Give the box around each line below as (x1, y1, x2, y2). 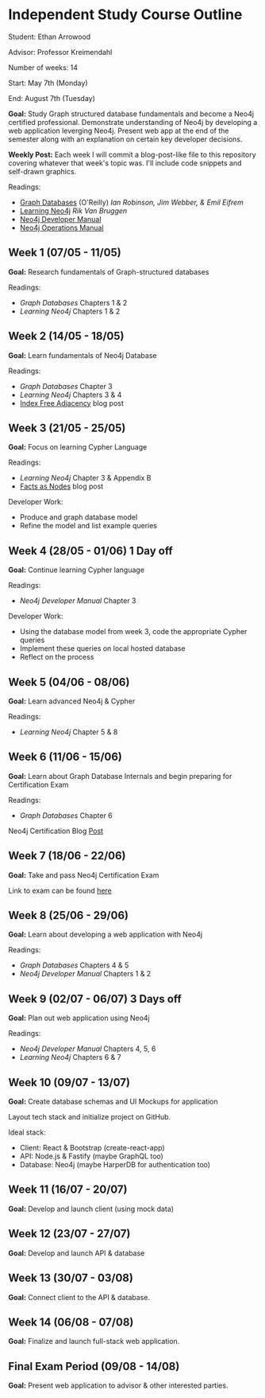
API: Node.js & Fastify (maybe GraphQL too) (19, 1151, 164, 1161)
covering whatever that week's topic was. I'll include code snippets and (8, 158, 242, 168)
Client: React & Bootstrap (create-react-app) (19, 1143, 165, 1153)
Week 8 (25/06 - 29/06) (8, 909, 129, 922)
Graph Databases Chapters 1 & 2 (19, 298, 128, 307)
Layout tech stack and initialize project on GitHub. (8, 1112, 171, 1122)
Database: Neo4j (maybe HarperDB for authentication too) (19, 1160, 211, 1170)
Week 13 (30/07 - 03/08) (8, 1271, 133, 1285)
